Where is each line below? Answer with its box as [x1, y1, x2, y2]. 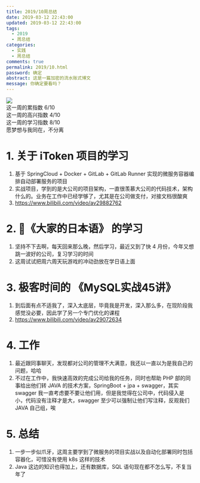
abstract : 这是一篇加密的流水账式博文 [6, 75, 91, 81]
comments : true [6, 58, 44, 64]
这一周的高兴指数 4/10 [6, 112, 61, 118]
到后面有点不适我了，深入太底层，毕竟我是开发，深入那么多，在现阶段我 [14, 302, 193, 309]
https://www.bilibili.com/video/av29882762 [14, 199, 122, 206]
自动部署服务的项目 [20, 177, 67, 185]
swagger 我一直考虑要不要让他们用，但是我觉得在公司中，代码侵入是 [14, 389, 185, 397]
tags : [6, 25, 20, 32]
